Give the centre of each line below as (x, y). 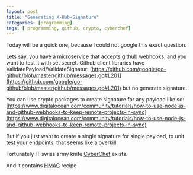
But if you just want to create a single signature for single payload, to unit (95, 136)
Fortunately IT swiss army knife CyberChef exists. (67, 154)
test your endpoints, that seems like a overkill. (62, 142)
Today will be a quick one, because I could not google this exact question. (96, 45)
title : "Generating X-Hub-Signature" (53, 17)
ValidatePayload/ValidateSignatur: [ (49, 69)
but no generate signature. (155, 88)
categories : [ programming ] (39, 23)
